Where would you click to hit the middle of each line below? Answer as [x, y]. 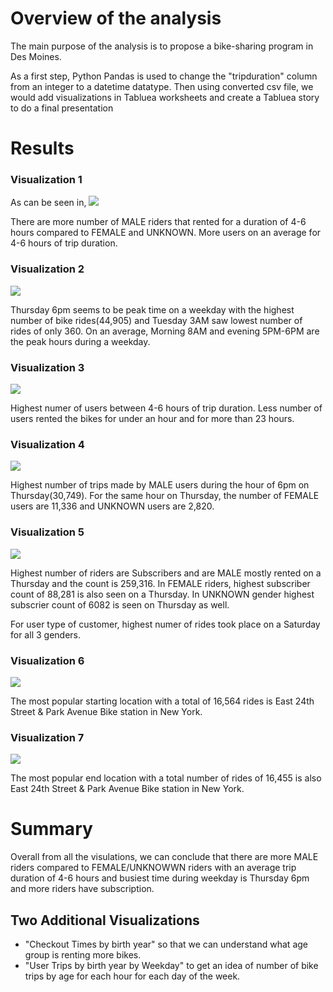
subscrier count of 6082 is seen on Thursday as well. [120, 604]
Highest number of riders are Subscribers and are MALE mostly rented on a [166, 573]
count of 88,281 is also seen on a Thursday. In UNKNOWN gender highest [162, 594]
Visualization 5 [47, 532]
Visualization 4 [47, 444]
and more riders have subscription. [82, 889]
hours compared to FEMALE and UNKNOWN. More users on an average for [166, 233]
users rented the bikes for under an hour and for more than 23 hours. [152, 419]
